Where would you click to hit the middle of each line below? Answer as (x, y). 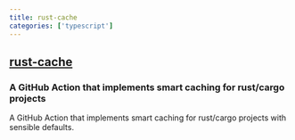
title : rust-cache (43, 17)
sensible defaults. (41, 128)
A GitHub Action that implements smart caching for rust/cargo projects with (148, 118)
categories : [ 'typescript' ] (61, 26)
